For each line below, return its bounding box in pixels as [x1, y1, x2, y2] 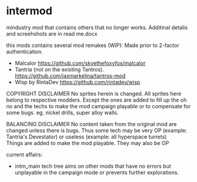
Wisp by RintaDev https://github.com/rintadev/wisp [14, 79, 140, 86]
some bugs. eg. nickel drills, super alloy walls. [6, 109, 119, 116]
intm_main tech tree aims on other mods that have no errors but [14, 162, 171, 170]
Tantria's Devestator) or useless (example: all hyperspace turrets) [6, 133, 167, 140]
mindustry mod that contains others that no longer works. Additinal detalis [6, 24, 188, 31]
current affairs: [6, 150, 43, 158]
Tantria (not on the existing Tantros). [14, 65, 104, 73]
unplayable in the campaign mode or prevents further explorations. [14, 168, 179, 176]
